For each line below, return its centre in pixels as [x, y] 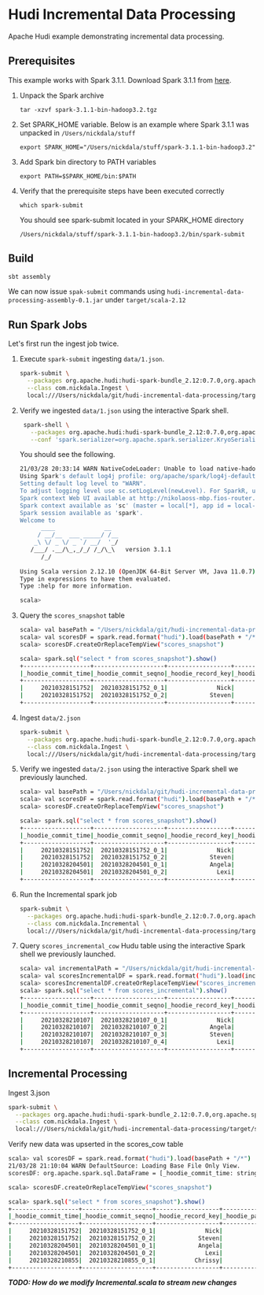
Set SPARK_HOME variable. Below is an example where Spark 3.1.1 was [134, 124]
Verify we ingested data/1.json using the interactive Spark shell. [124, 410]
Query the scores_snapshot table [72, 615]
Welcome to [37, 520]
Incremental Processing [68, 1074]
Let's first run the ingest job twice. [64, 343]
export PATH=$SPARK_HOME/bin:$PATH [78, 176]
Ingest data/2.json [50, 718]
